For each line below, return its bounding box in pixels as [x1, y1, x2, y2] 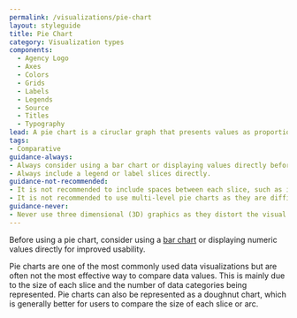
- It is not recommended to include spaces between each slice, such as [9, 185, 283, 194]
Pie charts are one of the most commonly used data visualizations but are [9, 261, 278, 271]
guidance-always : [9, 152, 73, 162]
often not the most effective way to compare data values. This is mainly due [9, 270, 286, 281]
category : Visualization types [9, 37, 125, 47]
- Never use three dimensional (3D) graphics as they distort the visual [9, 209, 287, 219]
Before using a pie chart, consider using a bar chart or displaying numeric [9, 234, 278, 245]
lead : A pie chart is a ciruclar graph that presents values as [9, 128, 251, 137]
